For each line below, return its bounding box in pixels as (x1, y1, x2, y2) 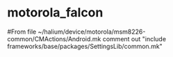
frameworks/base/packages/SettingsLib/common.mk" (7, 42, 163, 50)
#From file (7, 27, 37, 36)
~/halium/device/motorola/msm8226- (38, 27, 146, 36)
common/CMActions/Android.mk (7, 34, 101, 43)
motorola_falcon (7, 5, 104, 21)
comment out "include (102, 34, 167, 43)
